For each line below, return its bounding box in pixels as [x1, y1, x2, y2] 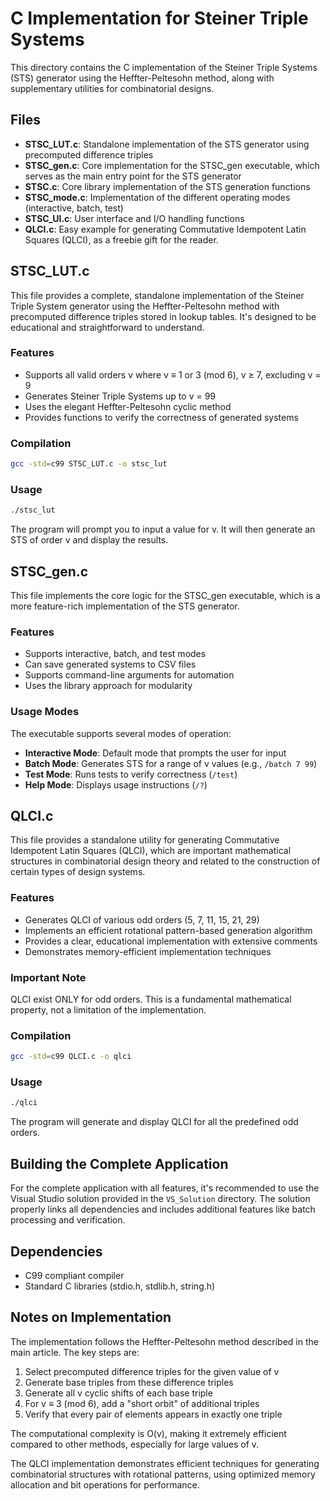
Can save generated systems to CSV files [24, 658, 197, 671]
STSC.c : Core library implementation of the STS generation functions [24, 180, 311, 192]
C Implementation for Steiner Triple [10, 7, 309, 30]
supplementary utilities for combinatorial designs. [10, 82, 215, 94]
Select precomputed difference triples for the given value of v [24, 1365, 280, 1377]
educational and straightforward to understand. [10, 321, 205, 333]
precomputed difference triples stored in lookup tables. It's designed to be [10, 310, 317, 322]
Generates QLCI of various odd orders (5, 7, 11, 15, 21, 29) [24, 913, 260, 926]
